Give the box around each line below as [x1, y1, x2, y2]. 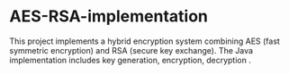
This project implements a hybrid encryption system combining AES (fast [9, 36, 281, 46]
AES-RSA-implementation [9, 6, 209, 27]
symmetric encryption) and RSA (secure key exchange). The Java [9, 45, 254, 55]
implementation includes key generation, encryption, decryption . [9, 54, 252, 65]
